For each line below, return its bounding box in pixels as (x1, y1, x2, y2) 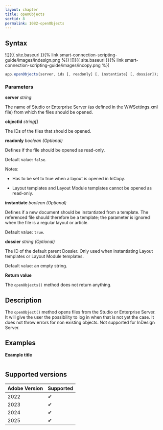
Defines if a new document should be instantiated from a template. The (5, 209, 148, 215)
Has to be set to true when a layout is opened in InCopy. (12, 176, 126, 182)
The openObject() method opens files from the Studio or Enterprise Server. (5, 309, 156, 315)
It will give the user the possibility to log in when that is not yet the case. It (5, 314, 154, 320)
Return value (5, 272, 32, 278)
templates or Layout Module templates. (5, 253, 84, 260)
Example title (5, 352, 32, 358)
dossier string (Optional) (5, 239, 55, 245)
